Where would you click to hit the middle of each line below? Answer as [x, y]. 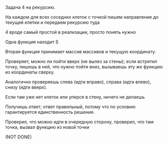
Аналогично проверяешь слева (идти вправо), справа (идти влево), [78, 82]
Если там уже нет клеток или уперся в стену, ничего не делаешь [75, 97]
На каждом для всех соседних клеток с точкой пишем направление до [82, 17]
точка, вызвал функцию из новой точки [47, 127]
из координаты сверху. [30, 72]
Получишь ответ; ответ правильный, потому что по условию [70, 107]
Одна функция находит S [32, 42]
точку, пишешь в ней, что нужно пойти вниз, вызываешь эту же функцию [84, 67]
